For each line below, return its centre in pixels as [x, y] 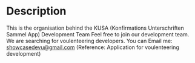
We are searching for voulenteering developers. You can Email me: [89, 41]
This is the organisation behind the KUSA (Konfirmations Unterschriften [95, 28]
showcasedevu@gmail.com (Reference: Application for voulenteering [93, 47]
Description [36, 11]
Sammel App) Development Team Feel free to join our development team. [98, 34]
